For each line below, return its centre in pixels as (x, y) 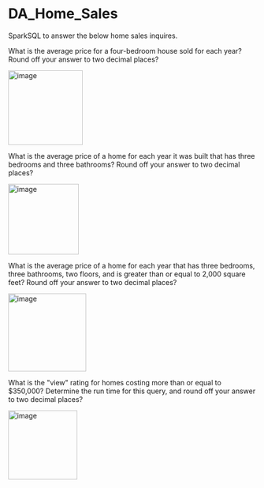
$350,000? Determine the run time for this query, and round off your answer (132, 391)
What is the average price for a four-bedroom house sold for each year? (125, 51)
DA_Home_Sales (63, 14)
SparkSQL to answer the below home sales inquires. (93, 36)
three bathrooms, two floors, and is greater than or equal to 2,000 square (127, 274)
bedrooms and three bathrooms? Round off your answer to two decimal (124, 164)
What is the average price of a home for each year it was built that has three (132, 156)
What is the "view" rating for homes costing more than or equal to (115, 382)
